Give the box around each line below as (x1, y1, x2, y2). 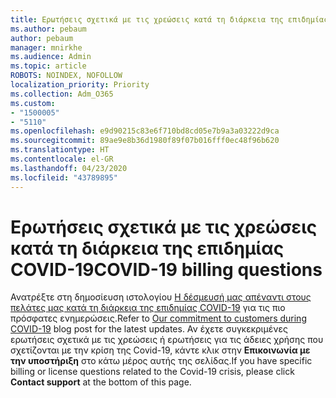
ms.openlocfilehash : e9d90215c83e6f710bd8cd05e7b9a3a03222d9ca (10, 126, 280, 136)
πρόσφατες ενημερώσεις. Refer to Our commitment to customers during (10, 312, 307, 325)
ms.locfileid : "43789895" (10, 172, 118, 183)
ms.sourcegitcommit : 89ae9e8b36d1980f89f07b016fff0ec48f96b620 (10, 136, 280, 146)
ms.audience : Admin (10, 52, 92, 62)
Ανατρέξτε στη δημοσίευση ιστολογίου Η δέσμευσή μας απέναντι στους (10, 291, 312, 303)
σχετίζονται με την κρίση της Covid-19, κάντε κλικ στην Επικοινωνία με (10, 344, 311, 356)
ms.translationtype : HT (10, 145, 110, 155)
